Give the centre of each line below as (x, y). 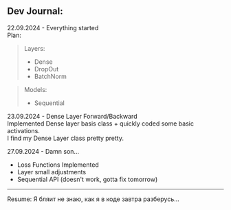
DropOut (46, 69)
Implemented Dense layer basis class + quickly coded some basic (101, 124)
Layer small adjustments (52, 172)
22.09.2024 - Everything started (53, 27)
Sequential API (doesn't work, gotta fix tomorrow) (87, 179)
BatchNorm (51, 76)
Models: (35, 89)
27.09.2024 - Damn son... (43, 151)
